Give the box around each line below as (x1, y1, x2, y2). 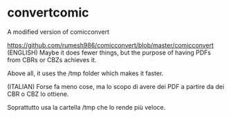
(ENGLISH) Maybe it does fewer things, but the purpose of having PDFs (7, 48, 211, 57)
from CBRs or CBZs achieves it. (7, 55, 97, 63)
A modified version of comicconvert (7, 28, 109, 36)
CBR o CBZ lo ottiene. (7, 90, 69, 98)
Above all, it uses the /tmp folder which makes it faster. (7, 69, 164, 77)
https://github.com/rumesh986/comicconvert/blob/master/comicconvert (7, 41, 214, 49)
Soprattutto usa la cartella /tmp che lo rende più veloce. (7, 103, 166, 111)
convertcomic (7, 5, 89, 21)
